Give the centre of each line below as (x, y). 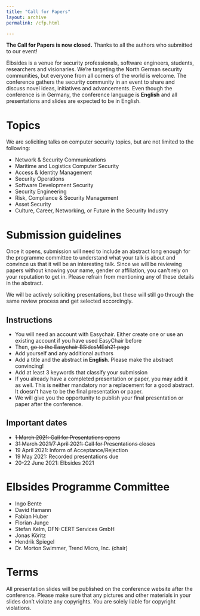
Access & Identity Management (53, 173)
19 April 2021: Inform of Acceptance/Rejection (71, 450)
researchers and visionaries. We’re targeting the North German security (94, 69)
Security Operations (39, 179)
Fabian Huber (32, 516)
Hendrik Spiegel (35, 541)
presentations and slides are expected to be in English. (74, 101)
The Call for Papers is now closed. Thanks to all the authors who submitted (99, 45)
